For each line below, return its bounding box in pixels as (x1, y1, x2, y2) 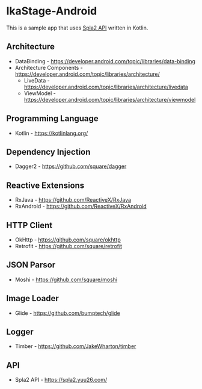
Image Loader (6, 293, 59, 303)
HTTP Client (6, 220, 53, 230)
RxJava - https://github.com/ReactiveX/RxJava (14, 196, 131, 204)
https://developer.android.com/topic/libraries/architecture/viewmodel (23, 96, 196, 103)
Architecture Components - (14, 64, 83, 71)
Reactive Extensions (6, 180, 85, 190)
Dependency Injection (6, 146, 91, 157)
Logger (6, 327, 34, 337)
